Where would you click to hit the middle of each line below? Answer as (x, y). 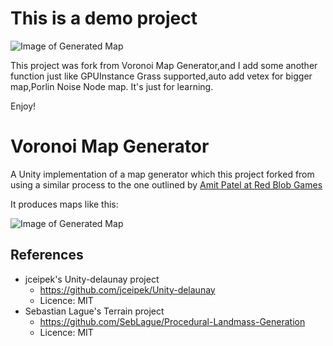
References (47, 255)
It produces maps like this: (64, 204)
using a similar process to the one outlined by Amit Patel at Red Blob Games (166, 184)
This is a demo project (104, 18)
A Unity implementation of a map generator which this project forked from (162, 174)
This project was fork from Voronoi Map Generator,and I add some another (164, 65)
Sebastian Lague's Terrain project (94, 311)
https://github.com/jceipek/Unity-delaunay (127, 289)
